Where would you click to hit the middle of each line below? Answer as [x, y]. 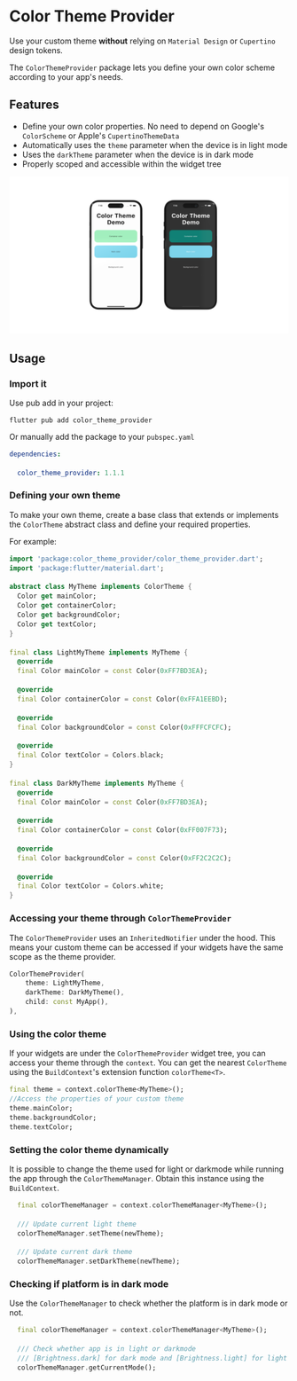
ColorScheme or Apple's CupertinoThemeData [101, 136]
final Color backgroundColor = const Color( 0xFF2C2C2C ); [125, 858]
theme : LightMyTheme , [65, 983]
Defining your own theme [65, 496]
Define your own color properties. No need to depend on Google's [143, 126]
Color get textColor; [57, 624]
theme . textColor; [41, 1127]
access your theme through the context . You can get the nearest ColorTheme [148, 1063]
